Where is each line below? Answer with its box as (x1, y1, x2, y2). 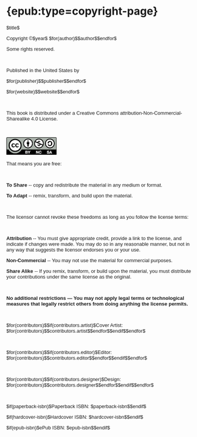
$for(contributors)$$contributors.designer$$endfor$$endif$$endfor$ (6, 382, 154, 388)
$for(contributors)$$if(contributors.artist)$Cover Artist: (6, 322, 123, 329)
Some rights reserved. (6, 46, 55, 52)
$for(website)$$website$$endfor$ (6, 88, 80, 95)
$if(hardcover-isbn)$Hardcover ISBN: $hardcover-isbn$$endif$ (6, 413, 143, 420)
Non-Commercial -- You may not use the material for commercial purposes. (6, 257, 173, 263)
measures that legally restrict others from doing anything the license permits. (6, 300, 188, 307)
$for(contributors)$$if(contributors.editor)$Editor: (6, 349, 112, 355)
